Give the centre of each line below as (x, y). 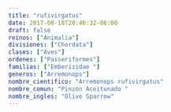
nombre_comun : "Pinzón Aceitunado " (68, 89)
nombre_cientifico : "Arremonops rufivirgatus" (86, 81)
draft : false (30, 30)
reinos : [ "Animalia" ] (44, 37)
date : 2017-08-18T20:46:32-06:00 (63, 23)
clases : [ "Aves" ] (37, 52)
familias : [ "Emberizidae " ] (54, 67)
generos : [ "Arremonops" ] (49, 74)
